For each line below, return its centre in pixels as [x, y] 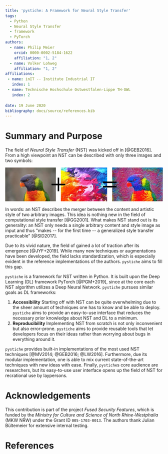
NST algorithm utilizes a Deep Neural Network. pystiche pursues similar [79, 287]
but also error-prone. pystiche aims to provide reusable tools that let [83, 328]
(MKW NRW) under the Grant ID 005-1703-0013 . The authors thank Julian [80, 420]
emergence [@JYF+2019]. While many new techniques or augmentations [80, 250]
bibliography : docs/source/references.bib [50, 111]
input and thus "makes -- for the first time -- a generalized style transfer [79, 230]
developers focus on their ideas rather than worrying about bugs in [81, 334]
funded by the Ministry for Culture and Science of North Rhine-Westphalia [82, 414]
